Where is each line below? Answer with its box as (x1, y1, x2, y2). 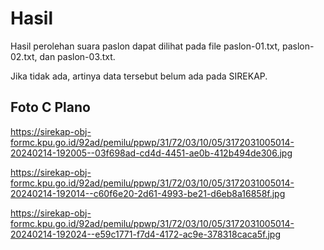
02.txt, (10, 50, 38, 62)
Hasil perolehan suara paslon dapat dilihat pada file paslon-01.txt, (10, 40, 281, 52)
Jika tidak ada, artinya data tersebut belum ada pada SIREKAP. (10, 70, 268, 82)
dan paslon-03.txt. (39, 50, 116, 62)
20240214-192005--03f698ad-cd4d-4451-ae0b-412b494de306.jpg (10, 147, 293, 159)
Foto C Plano (10, 99, 91, 116)
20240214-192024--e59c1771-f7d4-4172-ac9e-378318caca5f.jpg (10, 228, 281, 240)
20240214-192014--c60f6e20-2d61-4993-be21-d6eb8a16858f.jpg (10, 187, 286, 199)
